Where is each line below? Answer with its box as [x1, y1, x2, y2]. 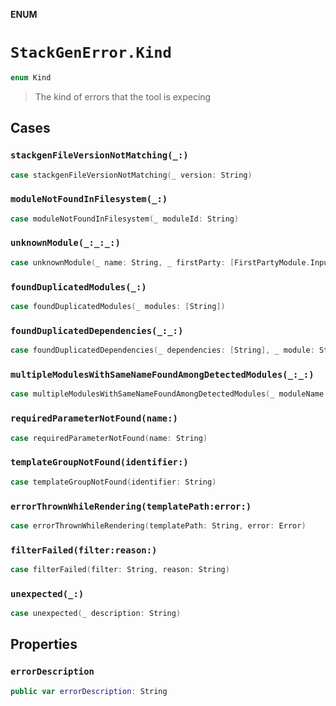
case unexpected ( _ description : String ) [10, 609, 182, 619]
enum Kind [10, 72, 52, 83]
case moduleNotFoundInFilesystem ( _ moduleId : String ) [10, 214, 240, 224]
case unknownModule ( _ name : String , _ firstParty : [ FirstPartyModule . [10, 257, 311, 268]
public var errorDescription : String [10, 686, 168, 696]
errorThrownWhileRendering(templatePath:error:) [10, 500, 252, 512]
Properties [10, 636, 78, 653]
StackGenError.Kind [10, 44, 172, 63]
